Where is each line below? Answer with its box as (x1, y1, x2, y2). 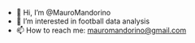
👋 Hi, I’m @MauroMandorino (15, 8, 111, 17)
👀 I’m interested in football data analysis (15, 16, 150, 26)
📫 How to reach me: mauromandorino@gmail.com (15, 25, 187, 35)
